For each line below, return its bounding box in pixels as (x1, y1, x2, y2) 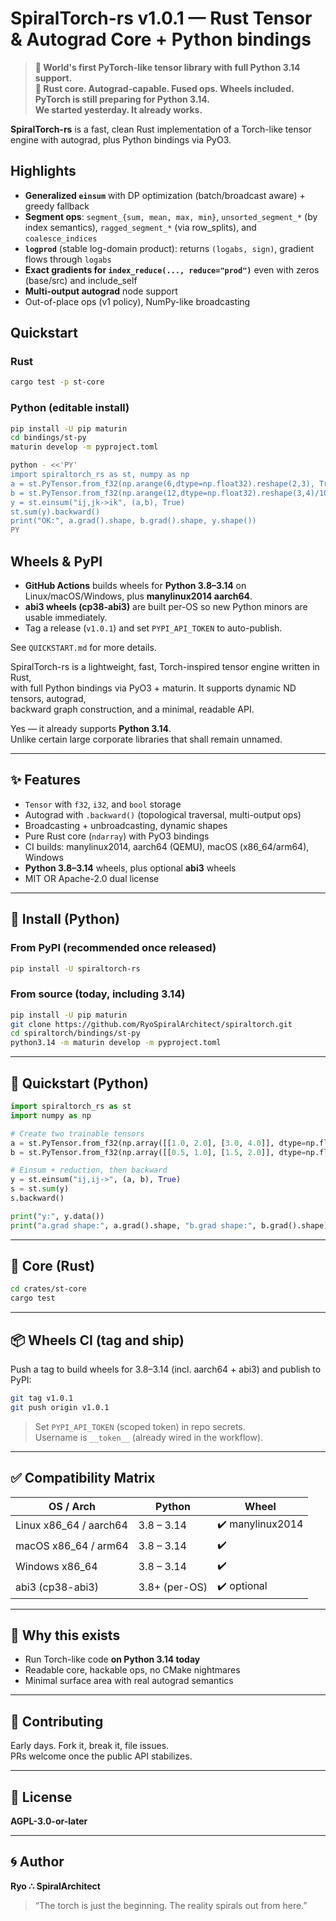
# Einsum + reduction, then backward (10, 1165, 168, 1176)
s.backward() (10, 1193, 65, 1204)
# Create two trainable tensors (10, 1128, 145, 1139)
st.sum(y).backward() (10, 507, 101, 517)
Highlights (10, 163, 77, 180)
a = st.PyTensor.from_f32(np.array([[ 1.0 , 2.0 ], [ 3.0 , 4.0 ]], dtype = (10, 1138, 307, 1148)
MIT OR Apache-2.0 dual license (24, 872, 160, 884)
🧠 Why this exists (10, 1627, 121, 1644)
